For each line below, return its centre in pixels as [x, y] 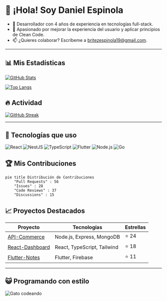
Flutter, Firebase [74, 257]
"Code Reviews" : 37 [35, 191]
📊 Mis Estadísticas [35, 63]
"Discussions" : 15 [34, 195]
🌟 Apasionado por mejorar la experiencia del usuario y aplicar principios [86, 29]
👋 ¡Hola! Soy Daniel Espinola [64, 10]
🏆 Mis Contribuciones [41, 163]
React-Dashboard [29, 247]
